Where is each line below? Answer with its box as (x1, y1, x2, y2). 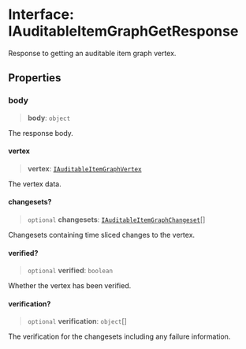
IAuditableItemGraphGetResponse (8, 22, 239, 40)
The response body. (8, 128, 73, 137)
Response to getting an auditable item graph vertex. (8, 48, 177, 58)
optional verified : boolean (27, 266, 113, 276)
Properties (8, 71, 61, 84)
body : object (27, 113, 71, 122)
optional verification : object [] (27, 317, 128, 326)
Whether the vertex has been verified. (8, 281, 132, 291)
